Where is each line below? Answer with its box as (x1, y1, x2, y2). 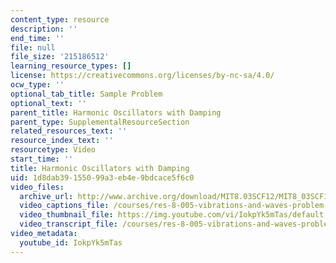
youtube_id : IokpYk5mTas (19, 237, 123, 248)
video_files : (10, 182, 65, 192)
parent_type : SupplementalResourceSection (10, 117, 190, 127)
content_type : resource (10, 14, 110, 25)
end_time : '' (10, 33, 65, 43)
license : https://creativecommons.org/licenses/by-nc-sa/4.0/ (10, 71, 275, 81)
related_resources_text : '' (10, 126, 128, 136)
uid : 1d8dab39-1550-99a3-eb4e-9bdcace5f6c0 (10, 172, 195, 183)
